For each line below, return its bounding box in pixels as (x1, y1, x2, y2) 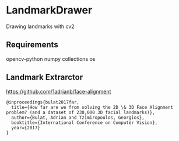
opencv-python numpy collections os (6, 55, 96, 62)
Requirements (6, 40, 58, 50)
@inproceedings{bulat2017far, (6, 99, 80, 105)
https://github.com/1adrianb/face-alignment (6, 88, 111, 95)
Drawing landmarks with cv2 (6, 23, 75, 30)
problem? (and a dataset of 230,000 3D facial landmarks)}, (6, 109, 156, 115)
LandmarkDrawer (6, 4, 93, 17)
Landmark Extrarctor (6, 73, 83, 82)
